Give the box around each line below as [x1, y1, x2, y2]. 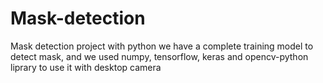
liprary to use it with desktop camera [10, 61, 162, 73]
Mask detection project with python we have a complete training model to [10, 40, 314, 52]
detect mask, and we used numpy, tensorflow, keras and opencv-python [10, 50, 309, 62]
